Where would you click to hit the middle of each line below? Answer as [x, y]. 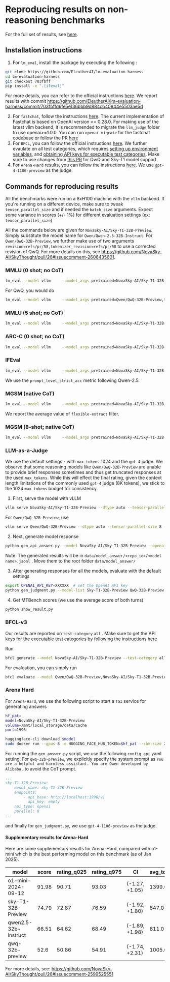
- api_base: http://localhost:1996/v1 [64, 797]
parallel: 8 [27, 811]
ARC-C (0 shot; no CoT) [35, 337]
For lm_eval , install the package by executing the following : [75, 63]
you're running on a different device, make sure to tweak [64, 204]
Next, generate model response [46, 537]
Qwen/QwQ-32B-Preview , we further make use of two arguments [70, 241]
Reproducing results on [55, 9]
